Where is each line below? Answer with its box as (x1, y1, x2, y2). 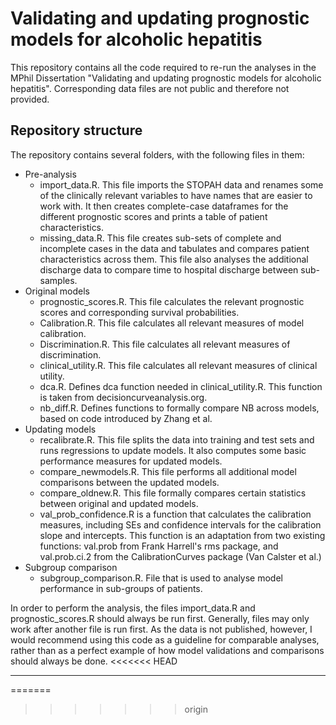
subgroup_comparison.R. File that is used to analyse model (39, 572, 283, 584)
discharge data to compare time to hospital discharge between (39, 263, 299, 276)
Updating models (24, 423, 97, 435)
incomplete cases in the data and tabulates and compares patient (39, 242, 310, 254)
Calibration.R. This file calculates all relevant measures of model (39, 317, 305, 329)
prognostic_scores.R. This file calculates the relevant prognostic (39, 295, 305, 307)
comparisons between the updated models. (39, 476, 220, 488)
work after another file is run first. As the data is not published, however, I (10, 623, 313, 635)
